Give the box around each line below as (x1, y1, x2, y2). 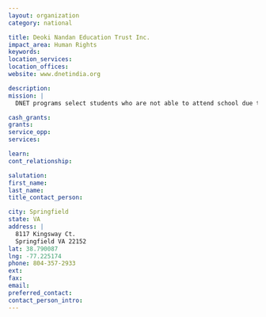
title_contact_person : (8, 193, 83, 202)
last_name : (8, 186, 44, 194)
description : (8, 84, 51, 92)
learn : (8, 150, 30, 158)
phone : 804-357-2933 (8, 259, 77, 268)
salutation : (8, 171, 47, 179)
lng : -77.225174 (8, 252, 62, 260)
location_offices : (8, 63, 69, 71)
